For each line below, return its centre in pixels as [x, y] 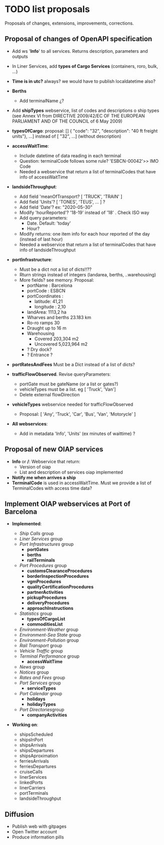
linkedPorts [31, 783]
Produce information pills [38, 837]
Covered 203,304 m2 [56, 339]
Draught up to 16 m [47, 328]
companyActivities [47, 715]
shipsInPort [31, 740]
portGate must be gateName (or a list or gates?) [69, 384]
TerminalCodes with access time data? [52, 488]
